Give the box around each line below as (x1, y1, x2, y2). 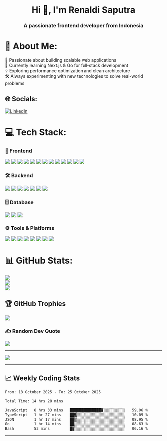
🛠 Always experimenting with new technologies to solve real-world (5, 73, 143, 79)
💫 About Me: (5, 41, 58, 52)
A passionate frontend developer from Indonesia (23, 22, 144, 29)
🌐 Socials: (5, 95, 38, 103)
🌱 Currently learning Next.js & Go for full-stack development (5, 62, 128, 69)
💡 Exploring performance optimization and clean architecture (5, 68, 130, 73)
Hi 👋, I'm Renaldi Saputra (31, 4, 136, 16)
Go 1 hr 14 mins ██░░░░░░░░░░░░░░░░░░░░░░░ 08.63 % (5, 422, 148, 427)
